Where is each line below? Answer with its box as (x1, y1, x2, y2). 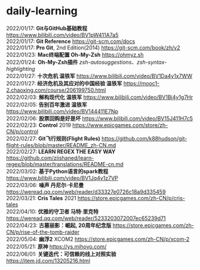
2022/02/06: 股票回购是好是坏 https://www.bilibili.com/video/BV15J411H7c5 (6, 114, 193, 122)
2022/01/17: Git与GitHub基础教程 (6, 24, 88, 32)
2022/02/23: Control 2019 (6, 121, 72, 129)
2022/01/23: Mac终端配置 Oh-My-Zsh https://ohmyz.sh (6, 51, 144, 58)
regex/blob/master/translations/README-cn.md (6, 160, 124, 167)
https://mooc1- (123, 79, 160, 87)
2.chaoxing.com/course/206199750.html (6, 86, 106, 94)
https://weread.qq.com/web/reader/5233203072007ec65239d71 (6, 215, 166, 222)
